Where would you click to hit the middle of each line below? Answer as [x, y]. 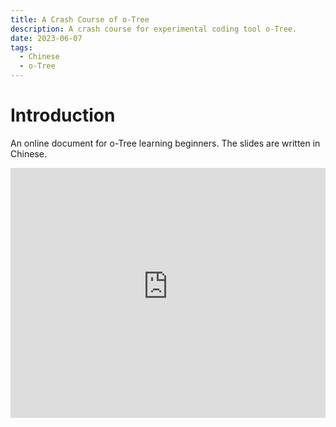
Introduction [63, 115]
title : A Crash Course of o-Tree [80, 19]
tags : [21, 47]
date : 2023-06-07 [46, 38]
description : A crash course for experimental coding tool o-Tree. [154, 29]
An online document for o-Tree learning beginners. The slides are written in [165, 143]
